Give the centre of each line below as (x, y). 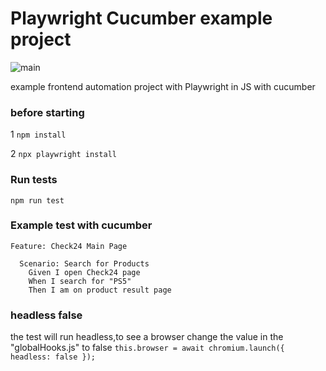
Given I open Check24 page (84, 272)
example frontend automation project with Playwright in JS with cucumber (163, 86)
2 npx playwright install (63, 154)
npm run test (37, 200)
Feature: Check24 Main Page (69, 246)
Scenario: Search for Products (84, 263)
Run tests (34, 180)
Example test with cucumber (81, 225)
